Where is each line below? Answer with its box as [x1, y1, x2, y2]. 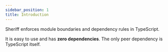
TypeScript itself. [5, 41, 41, 47]
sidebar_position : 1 [5, 7, 49, 13]
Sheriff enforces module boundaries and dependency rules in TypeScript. [5, 26, 160, 32]
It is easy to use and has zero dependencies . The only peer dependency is [5, 36, 163, 42]
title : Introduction [5, 12, 49, 17]
